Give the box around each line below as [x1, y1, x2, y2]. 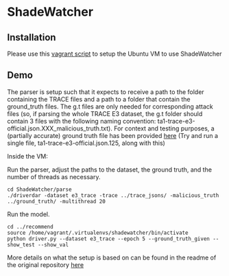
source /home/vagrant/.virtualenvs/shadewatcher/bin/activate [7, 229, 189, 236]
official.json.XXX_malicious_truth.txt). [7, 124, 113, 133]
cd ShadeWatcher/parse [7, 186, 72, 193]
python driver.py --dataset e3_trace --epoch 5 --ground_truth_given [7, 235, 210, 242]
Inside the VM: [7, 152, 48, 160]
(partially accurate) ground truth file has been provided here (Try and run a [7, 131, 218, 139]
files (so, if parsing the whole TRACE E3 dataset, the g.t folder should [7, 109, 203, 117]
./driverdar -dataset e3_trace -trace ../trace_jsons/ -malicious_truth [7, 192, 219, 199]
